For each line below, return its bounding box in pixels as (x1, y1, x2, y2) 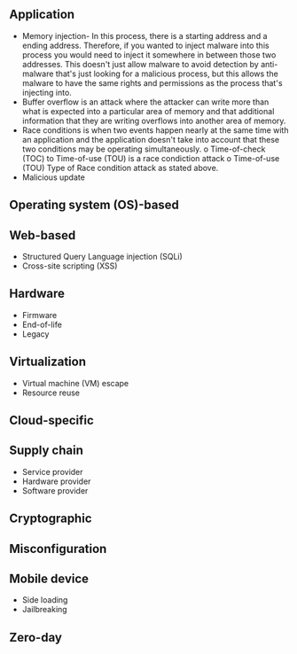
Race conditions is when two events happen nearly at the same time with (21, 124, 289, 136)
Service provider (21, 466, 83, 477)
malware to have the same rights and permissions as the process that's (21, 77, 283, 88)
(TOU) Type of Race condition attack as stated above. (21, 162, 219, 173)
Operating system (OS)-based (9, 198, 180, 213)
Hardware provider (21, 476, 91, 487)
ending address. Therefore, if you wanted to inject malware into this (21, 40, 270, 51)
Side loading (21, 595, 68, 605)
